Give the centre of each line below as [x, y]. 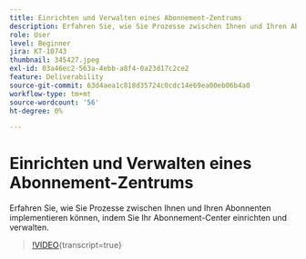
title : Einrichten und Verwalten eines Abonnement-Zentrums [126, 18]
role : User [30, 35]
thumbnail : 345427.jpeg [55, 60]
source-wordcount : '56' [55, 102]
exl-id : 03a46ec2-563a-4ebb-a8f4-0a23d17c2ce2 [99, 69]
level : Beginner [40, 43]
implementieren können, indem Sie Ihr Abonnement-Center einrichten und [148, 218]
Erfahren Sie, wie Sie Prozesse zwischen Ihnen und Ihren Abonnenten [140, 208]
